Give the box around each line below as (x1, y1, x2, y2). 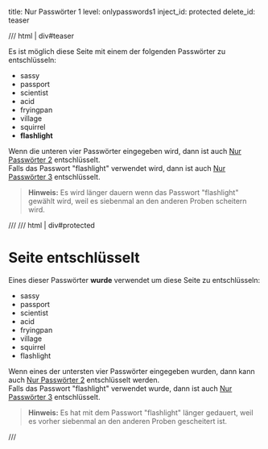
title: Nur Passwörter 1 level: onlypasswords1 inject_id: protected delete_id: (8, 7, 256, 16)
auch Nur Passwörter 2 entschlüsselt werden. (8, 375, 160, 385)
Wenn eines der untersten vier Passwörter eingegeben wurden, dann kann (8, 366, 255, 376)
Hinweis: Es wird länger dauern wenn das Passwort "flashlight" (27, 188, 239, 197)
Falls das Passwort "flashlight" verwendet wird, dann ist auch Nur (8, 164, 226, 173)
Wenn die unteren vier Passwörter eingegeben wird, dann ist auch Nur (8, 147, 241, 156)
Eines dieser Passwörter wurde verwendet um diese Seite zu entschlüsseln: (8, 275, 261, 285)
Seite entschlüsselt (8, 249, 140, 267)
